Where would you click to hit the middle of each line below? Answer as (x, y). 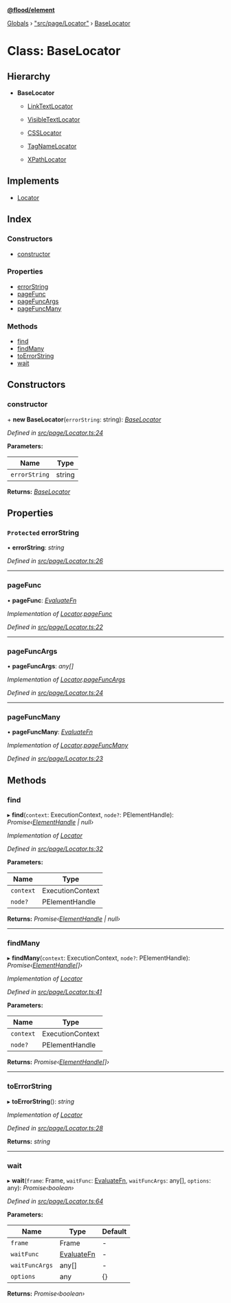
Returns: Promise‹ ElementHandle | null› (64, 919)
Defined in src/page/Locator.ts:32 (55, 849)
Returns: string (29, 1141)
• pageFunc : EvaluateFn (42, 600)
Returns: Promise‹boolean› (46, 1293)
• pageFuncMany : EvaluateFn (50, 732)
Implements (33, 181)
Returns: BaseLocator (39, 492)
